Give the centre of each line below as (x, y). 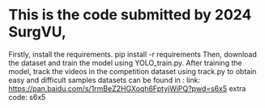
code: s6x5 (27, 97)
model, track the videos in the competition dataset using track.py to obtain (132, 71)
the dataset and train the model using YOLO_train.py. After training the (125, 63)
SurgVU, (37, 32)
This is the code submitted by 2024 (130, 15)
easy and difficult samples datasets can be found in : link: (105, 80)
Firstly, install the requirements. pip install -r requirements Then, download (132, 54)
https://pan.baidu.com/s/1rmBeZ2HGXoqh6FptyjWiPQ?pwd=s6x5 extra (127, 88)
